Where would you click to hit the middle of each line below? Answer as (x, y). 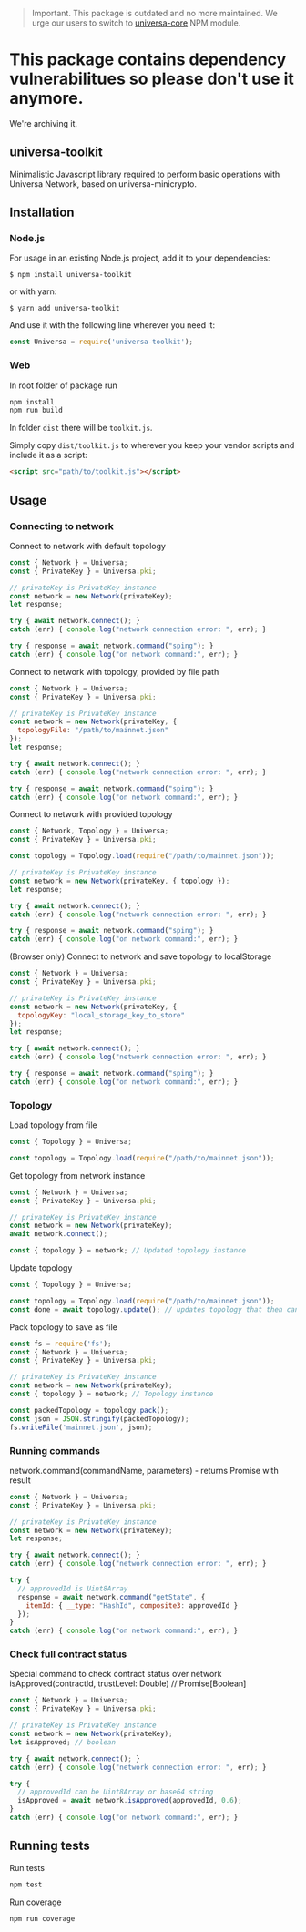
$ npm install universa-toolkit (71, 275)
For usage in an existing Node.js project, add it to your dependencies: (140, 258)
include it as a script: (49, 455)
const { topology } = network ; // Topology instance (112, 1394)
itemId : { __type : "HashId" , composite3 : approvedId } (132, 1605)
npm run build (36, 410)
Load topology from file (53, 1125)
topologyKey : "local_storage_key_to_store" (101, 1015)
